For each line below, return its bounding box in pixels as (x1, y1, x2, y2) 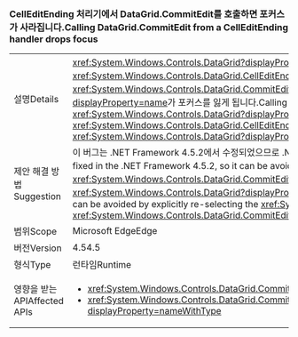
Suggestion (13, 190, 62, 203)
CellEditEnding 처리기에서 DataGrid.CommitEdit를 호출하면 (9, 7, 258, 20)
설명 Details (13, 93, 59, 106)
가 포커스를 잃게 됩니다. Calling (167, 96, 288, 108)
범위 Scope (13, 225, 58, 237)
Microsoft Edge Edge (72, 225, 158, 237)
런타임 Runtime (72, 259, 131, 271)
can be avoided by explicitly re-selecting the (72, 198, 259, 211)
